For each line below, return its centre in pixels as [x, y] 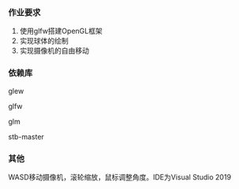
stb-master [26, 136]
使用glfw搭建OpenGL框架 [61, 31]
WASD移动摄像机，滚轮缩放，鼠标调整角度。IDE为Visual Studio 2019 [119, 177]
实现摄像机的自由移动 [54, 51]
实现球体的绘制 [44, 41]
